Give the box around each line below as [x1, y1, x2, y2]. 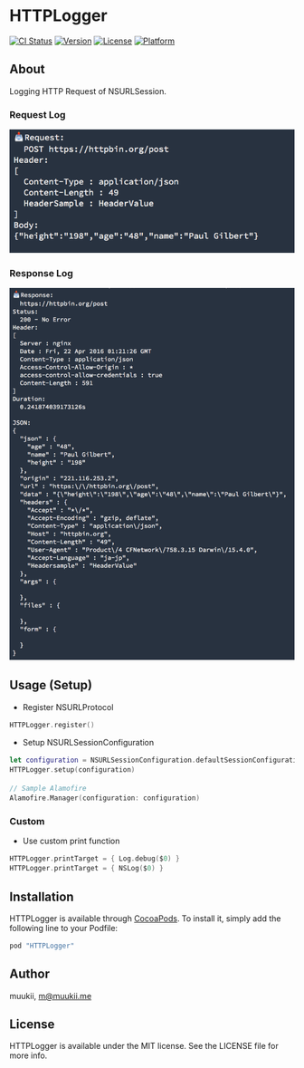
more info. [9, 1050, 48, 1061]
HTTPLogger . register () [9, 720, 95, 729]
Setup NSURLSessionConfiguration [22, 736, 155, 747]
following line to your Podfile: [9, 922, 119, 933]
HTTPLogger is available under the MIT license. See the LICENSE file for [9, 1041, 279, 1052]
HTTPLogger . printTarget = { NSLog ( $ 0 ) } [9, 864, 165, 873]
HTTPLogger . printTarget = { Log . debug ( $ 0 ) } [9, 854, 180, 863]
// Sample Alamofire [9, 784, 88, 794]
